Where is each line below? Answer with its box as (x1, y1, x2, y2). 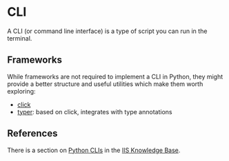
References (7, 128, 58, 140)
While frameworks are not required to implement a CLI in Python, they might (7, 72, 223, 80)
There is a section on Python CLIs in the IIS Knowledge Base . (7, 146, 181, 154)
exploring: (7, 87, 36, 95)
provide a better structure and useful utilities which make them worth (7, 80, 203, 88)
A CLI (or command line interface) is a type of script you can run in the (7, 27, 208, 35)
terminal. (7, 34, 32, 42)
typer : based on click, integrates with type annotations (17, 107, 172, 116)
